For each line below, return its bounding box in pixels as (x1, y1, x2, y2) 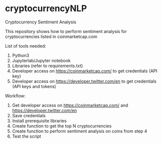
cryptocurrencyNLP (5, 3, 87, 14)
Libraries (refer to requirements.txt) (12, 63, 83, 69)
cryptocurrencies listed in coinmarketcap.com (5, 34, 97, 39)
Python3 (12, 52, 29, 58)
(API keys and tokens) (12, 83, 56, 89)
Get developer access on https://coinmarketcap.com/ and (12, 102, 128, 108)
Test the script (12, 133, 41, 139)
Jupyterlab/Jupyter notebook (12, 57, 71, 63)
